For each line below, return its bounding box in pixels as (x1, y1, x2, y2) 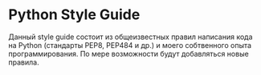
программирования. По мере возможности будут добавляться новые (8, 49, 249, 58)
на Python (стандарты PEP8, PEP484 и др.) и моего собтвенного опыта (8, 40, 251, 49)
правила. (8, 57, 39, 67)
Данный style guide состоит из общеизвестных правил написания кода (8, 32, 253, 41)
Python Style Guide (8, 6, 141, 24)
